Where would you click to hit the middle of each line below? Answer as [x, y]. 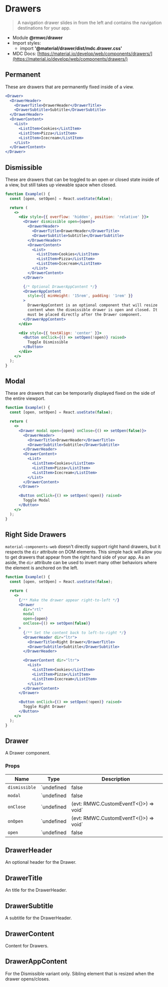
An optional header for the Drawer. [41, 862]
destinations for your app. [44, 28]
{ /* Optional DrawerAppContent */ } [60, 287]
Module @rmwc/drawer [37, 38]
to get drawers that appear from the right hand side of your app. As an [77, 557]
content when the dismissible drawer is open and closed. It [92, 310]
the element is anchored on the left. [42, 568]
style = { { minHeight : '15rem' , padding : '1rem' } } [80, 296]
